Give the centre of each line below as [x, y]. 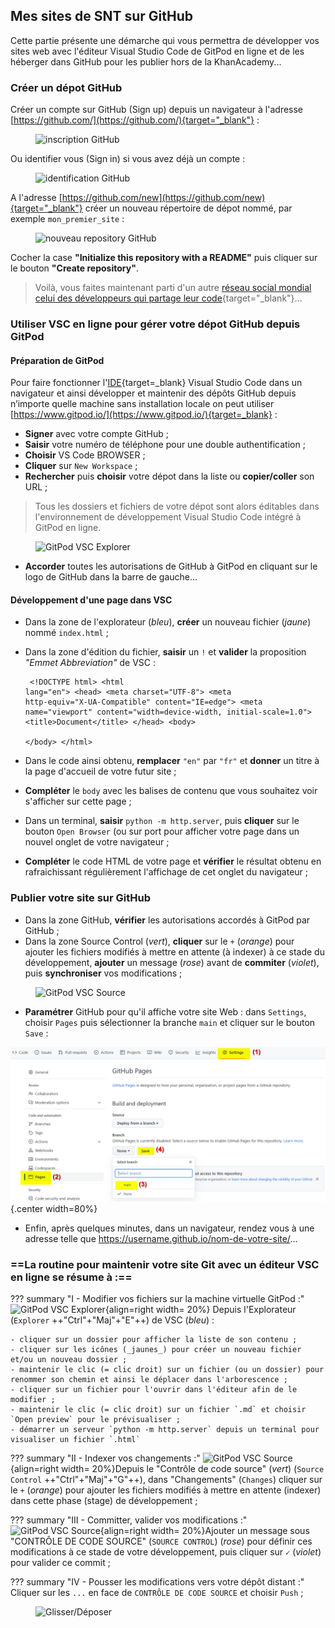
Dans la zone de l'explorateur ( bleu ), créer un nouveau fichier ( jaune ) [168, 622]
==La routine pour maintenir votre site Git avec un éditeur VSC [165, 1264]
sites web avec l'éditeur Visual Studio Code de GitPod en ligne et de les [157, 51]
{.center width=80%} [54, 1208]
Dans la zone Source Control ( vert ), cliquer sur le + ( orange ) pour [159, 941]
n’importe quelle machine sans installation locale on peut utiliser [142, 404]
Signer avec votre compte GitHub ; [96, 434]
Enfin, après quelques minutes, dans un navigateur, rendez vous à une [169, 1228]
